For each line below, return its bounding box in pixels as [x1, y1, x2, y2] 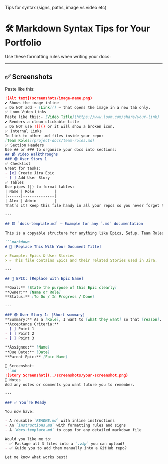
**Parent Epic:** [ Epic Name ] [5, 354, 68, 360]
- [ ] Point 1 [5, 326, 35, 331]
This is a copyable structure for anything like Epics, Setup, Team [5, 230, 151, 236]
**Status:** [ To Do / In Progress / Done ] [5, 294, 95, 299]
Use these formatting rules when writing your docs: [5, 53, 111, 59]
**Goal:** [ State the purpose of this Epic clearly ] [5, 285, 117, 290]
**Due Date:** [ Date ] [5, 350, 50, 355]
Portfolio [5, 37, 42, 48]
